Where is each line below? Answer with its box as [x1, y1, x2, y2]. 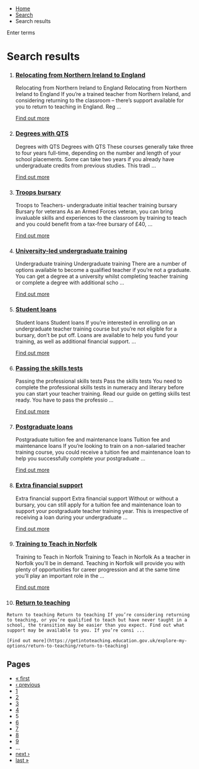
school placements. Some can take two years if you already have [15, 155, 174, 162]
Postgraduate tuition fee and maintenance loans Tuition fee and [15, 436, 171, 443]
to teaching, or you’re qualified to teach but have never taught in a [7, 617, 187, 623]
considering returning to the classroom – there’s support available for [15, 97, 184, 104]
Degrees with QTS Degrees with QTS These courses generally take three [15, 143, 194, 150]
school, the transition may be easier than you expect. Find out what [7, 622, 185, 629]
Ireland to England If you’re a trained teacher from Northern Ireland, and [15, 91, 191, 98]
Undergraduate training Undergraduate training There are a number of [15, 260, 187, 267]
